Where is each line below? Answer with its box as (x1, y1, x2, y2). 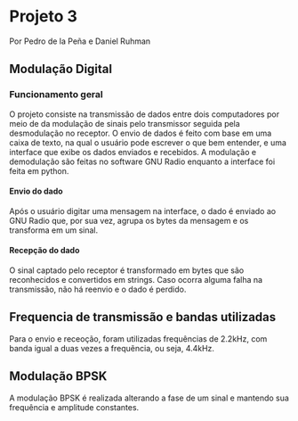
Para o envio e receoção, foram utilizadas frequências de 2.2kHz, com (9, 333, 268, 344)
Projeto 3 (9, 6, 78, 27)
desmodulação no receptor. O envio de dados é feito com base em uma (9, 128, 272, 138)
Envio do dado (9, 186, 64, 197)
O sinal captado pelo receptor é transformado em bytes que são (9, 265, 245, 276)
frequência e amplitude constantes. (9, 401, 140, 412)
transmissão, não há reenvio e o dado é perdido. (9, 284, 187, 295)
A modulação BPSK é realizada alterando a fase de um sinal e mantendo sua (9, 392, 289, 403)
